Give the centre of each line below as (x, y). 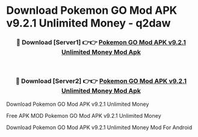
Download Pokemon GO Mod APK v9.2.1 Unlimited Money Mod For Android (99, 127)
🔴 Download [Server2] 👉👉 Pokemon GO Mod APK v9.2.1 (101, 81)
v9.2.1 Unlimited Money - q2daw (88, 23)
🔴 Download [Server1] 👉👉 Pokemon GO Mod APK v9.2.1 (101, 43)
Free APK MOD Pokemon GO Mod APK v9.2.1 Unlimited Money (84, 115)
